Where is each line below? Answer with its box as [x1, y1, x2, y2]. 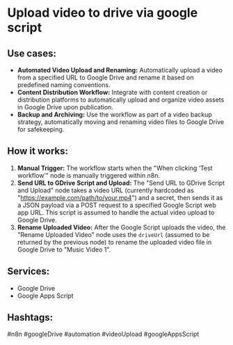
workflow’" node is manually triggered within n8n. [17, 171, 161, 179]
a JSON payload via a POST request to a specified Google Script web [17, 201, 217, 209]
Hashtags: [7, 312, 54, 323]
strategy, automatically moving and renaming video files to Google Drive [17, 118, 225, 126]
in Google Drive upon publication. [17, 103, 113, 111]
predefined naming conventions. [17, 81, 111, 89]
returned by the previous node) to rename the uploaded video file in [17, 238, 212, 246]
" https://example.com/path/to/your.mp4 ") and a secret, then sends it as [17, 193, 223, 201]
